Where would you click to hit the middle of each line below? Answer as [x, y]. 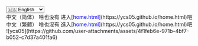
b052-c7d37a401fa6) [32, 37]
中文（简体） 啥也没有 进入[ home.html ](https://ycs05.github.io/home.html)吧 [99, 17]
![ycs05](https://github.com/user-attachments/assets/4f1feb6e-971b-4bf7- [98, 31]
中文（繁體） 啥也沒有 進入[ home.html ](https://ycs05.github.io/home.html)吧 [99, 24]
